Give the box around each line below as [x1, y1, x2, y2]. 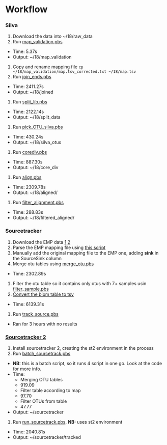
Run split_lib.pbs [12, 99, 47, 105]
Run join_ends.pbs [12, 74, 52, 80]
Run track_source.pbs [12, 311, 59, 317]
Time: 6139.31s [12, 301, 44, 307]
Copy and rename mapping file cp [12, 64, 83, 70]
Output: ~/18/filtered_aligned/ [12, 215, 75, 221]
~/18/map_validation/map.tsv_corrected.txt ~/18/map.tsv [12, 69, 136, 74]
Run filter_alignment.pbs [12, 200, 64, 206]
